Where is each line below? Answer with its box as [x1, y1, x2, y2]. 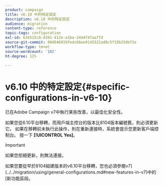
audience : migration [5, 21, 48, 26]
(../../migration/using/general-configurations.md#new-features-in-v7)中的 [5, 169, 157, 175]
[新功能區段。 [5, 176, 33, 182]
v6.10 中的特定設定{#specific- [5, 81, 130, 92]
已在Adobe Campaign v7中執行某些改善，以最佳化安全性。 [5, 109, 126, 115]
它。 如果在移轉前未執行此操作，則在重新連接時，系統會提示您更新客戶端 [5, 126, 155, 132]
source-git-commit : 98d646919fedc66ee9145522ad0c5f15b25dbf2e [5, 40, 137, 45]
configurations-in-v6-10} [5, 92, 112, 103]
